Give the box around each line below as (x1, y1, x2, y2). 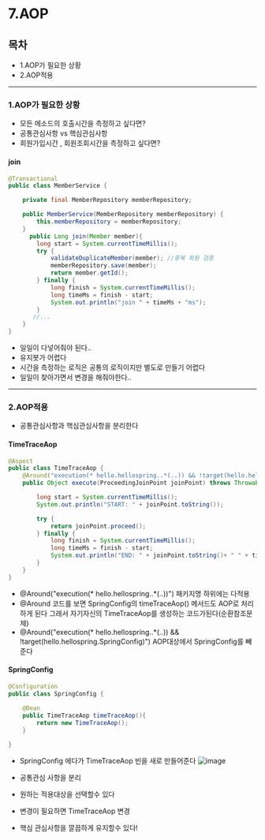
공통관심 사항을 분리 (19, 772, 81, 782)
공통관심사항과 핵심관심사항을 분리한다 (19, 421, 139, 431)
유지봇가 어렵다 (19, 353, 67, 362)
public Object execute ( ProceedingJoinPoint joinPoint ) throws (22, 479, 231, 487)
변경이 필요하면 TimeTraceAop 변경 (19, 806, 130, 816)
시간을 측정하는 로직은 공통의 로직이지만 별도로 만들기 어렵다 (19, 363, 206, 371)
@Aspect (8, 457, 34, 465)
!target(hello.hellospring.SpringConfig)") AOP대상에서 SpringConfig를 (19, 637, 244, 646)
